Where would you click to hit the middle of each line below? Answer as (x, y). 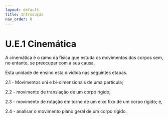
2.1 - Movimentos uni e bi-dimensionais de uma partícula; (64, 82)
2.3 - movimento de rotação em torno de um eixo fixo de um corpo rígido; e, (84, 102)
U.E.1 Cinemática (41, 44)
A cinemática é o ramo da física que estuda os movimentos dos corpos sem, (84, 57)
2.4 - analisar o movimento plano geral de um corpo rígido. (66, 111)
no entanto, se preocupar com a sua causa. (50, 63)
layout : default (22, 10)
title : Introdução (24, 14)
